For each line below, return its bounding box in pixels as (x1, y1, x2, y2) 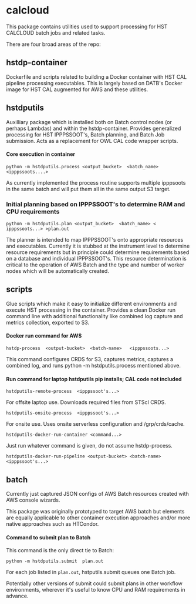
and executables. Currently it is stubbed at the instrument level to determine (6, 242, 190, 250)
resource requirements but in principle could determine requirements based (6, 249, 190, 256)
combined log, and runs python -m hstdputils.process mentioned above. (6, 362, 181, 369)
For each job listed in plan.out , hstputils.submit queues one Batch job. (6, 569, 176, 576)
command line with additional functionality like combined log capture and (6, 312, 183, 319)
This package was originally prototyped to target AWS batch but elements (6, 508, 185, 515)
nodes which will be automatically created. (6, 268, 110, 275)
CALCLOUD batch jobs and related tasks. (6, 29, 106, 36)
